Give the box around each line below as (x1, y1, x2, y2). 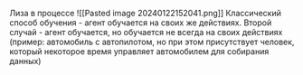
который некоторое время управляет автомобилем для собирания (9, 46, 270, 57)
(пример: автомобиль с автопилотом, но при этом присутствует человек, (9, 36, 295, 47)
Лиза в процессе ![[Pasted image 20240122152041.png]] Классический (9, 8, 282, 18)
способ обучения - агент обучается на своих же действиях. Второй (9, 17, 272, 28)
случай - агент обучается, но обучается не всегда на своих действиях (9, 27, 283, 37)
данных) (9, 56, 42, 66)
